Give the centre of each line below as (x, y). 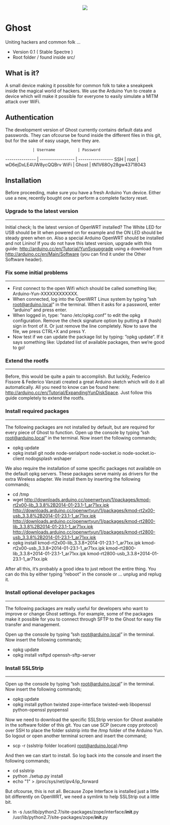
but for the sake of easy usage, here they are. (53, 140)
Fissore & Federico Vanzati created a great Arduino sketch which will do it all (85, 382)
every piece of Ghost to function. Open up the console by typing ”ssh (77, 432)
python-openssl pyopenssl (40, 710)
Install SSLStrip (25, 668)
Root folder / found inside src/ (44, 57)
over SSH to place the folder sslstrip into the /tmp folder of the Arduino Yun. (84, 731)
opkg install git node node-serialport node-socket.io (67, 453)
